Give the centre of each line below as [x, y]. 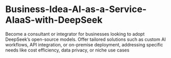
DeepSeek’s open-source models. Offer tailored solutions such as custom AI [86, 39]
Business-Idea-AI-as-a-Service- [76, 9]
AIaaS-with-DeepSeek [54, 20]
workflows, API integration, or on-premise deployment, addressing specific [84, 44]
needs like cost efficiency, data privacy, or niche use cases [67, 50]
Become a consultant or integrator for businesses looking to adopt [75, 34]
